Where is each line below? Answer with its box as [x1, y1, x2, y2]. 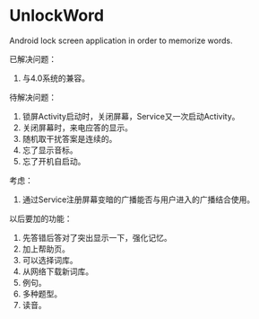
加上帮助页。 [22, 244, 70, 254]
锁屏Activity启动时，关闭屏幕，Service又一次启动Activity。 [22, 111, 240, 121]
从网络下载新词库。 [22, 266, 94, 277]
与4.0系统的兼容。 [22, 73, 90, 84]
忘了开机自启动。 [22, 155, 86, 166]
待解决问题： [9, 92, 56, 102]
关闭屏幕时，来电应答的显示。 [22, 122, 133, 133]
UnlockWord [9, 5, 105, 26]
